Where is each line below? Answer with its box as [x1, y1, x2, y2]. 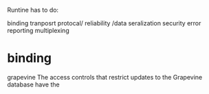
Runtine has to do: [7, 6, 59, 14]
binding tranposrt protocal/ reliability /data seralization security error [7, 19, 201, 27]
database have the [7, 80, 60, 89]
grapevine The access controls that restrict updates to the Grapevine [7, 73, 203, 81]
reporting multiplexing [7, 27, 70, 34]
